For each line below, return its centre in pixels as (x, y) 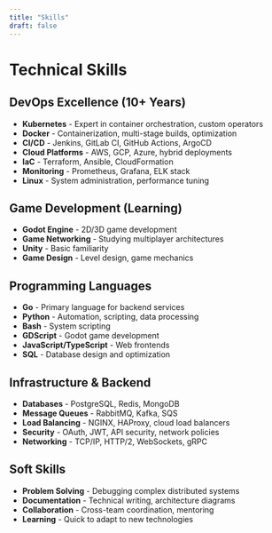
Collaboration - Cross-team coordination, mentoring (118, 509)
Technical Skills (68, 70)
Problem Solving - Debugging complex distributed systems (131, 490)
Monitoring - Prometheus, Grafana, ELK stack (106, 171)
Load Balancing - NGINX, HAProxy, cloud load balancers (126, 422)
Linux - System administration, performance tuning (116, 180)
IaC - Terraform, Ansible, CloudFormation (98, 162)
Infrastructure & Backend (80, 382)
